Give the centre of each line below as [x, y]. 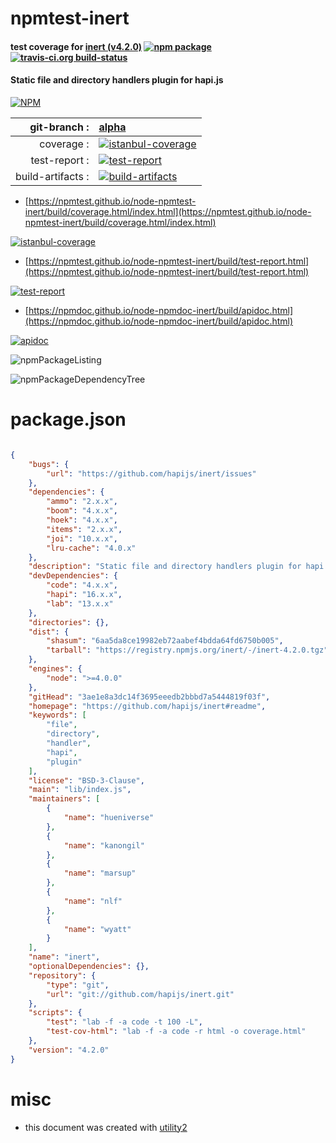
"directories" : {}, [69, 622]
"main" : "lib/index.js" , [80, 790]
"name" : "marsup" [100, 873]
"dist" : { [49, 632]
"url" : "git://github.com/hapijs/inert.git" [140, 994]
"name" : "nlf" [93, 901]
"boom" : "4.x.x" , [82, 511]
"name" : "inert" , [64, 957]
